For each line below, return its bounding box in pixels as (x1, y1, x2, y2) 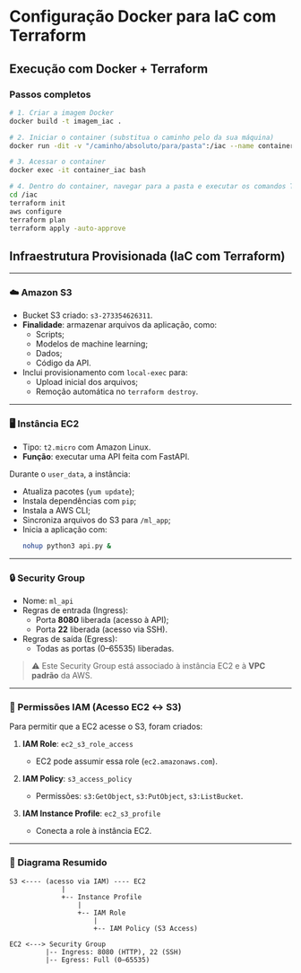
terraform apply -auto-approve (9, 224, 126, 232)
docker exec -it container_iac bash (9, 166, 146, 175)
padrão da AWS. (30, 670, 92, 680)
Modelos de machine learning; (35, 338, 149, 349)
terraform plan (9, 215, 66, 224)
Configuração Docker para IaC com (9, 6, 277, 27)
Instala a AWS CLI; (21, 504, 91, 515)
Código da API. (35, 357, 91, 369)
